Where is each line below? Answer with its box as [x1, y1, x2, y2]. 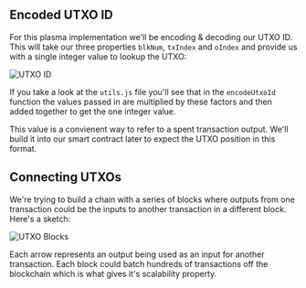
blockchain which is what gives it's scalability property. [9, 268, 217, 279]
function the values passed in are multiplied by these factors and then [9, 96, 272, 107]
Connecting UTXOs [9, 169, 121, 186]
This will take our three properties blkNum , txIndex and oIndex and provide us [9, 41, 298, 52]
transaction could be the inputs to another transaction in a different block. [9, 203, 287, 214]
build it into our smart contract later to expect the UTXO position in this [9, 133, 276, 144]
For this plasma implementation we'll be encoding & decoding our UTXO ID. [9, 31, 293, 42]
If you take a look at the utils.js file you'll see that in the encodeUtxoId [9, 86, 276, 97]
